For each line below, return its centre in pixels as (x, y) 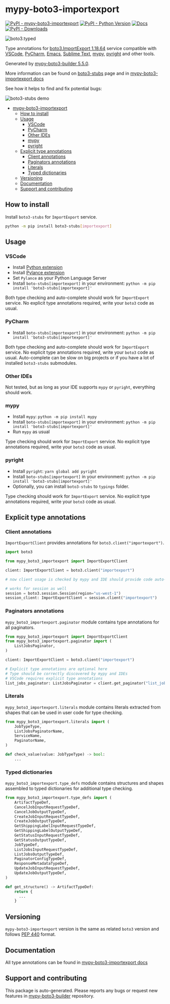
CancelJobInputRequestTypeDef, (47, 807)
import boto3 (19, 552)
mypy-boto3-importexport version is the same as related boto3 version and (82, 929)
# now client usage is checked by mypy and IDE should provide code (79, 579)
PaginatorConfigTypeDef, (40, 859)
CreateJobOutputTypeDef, (40, 821)
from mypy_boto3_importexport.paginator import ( (59, 641)
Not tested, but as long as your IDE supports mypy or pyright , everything (80, 387)
